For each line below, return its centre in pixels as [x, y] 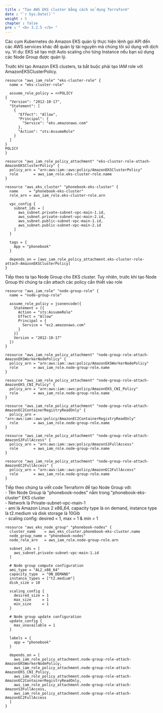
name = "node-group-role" [36, 295]
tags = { [18, 242]
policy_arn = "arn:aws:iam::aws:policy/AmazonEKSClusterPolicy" [76, 170]
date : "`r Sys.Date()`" [30, 14]
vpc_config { [23, 204]
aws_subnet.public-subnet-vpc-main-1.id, [61, 221]
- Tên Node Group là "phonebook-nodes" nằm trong [57, 493]
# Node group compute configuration [46, 566]
